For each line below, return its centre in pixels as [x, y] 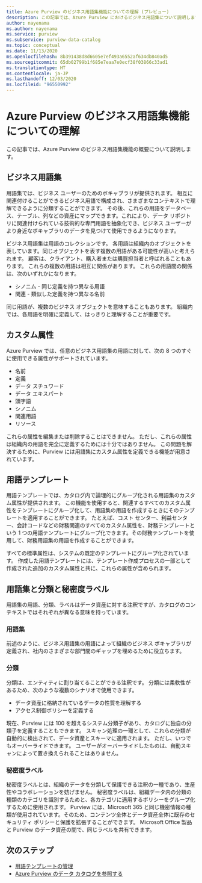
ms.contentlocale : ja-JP [37, 73]
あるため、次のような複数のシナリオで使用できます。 [72, 690]
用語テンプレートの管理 [44, 866]
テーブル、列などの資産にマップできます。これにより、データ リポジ [101, 215]
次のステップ [30, 850]
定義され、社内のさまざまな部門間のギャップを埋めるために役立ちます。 [96, 651]
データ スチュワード [39, 386]
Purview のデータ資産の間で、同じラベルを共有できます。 [84, 830]
